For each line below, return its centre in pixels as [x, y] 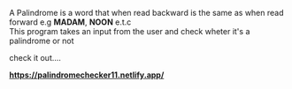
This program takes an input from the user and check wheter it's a [130, 31]
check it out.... [35, 58]
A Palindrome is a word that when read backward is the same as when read [147, 13]
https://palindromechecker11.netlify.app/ [87, 75]
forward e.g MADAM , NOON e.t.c [70, 22]
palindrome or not [42, 41]
